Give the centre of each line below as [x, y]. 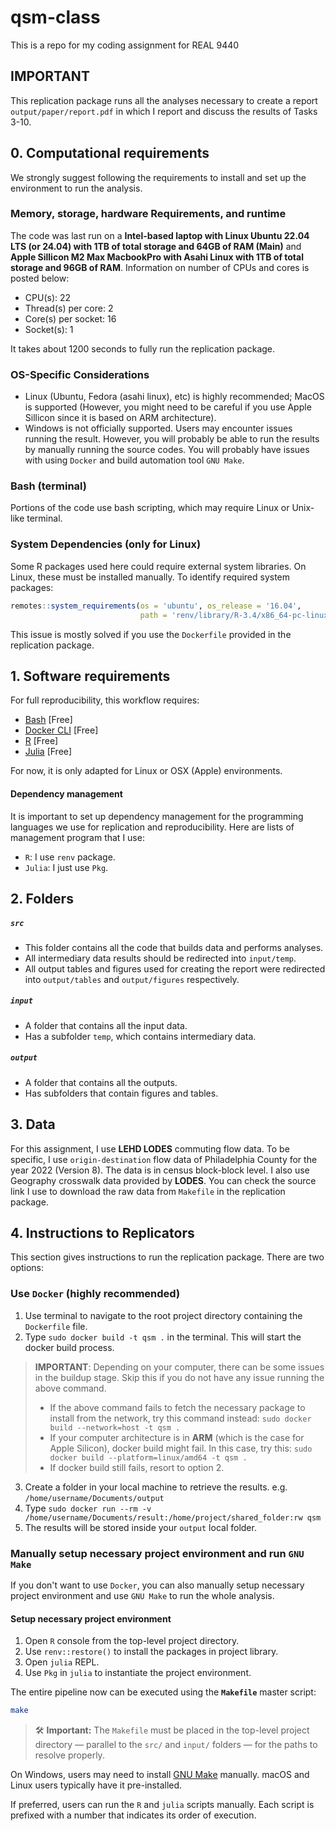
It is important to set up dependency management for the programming [157, 816]
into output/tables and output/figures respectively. [132, 979]
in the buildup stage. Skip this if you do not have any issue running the [179, 1377]
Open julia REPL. [62, 1662]
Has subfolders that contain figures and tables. [121, 1093]
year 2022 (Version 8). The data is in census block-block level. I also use [160, 1170]
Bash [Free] [48, 720]
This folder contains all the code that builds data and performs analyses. [174, 947]
